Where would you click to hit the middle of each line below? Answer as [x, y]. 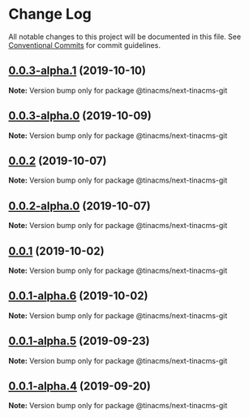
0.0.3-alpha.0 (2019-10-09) [80, 116]
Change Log [50, 14]
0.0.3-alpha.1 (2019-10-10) [77, 71]
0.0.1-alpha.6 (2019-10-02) [78, 296]
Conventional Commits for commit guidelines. [84, 45]
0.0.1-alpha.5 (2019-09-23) [79, 341]
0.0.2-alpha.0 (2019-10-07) [80, 206]
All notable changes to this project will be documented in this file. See [125, 37]
